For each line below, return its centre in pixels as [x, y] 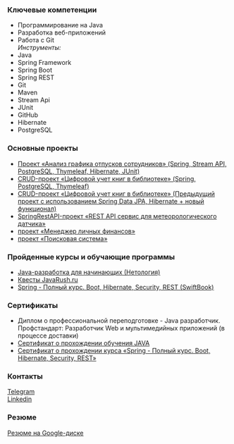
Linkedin [20, 399]
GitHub [28, 115]
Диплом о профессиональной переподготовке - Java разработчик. [119, 321]
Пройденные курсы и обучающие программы [91, 257]
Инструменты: [39, 48]
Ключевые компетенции [52, 10]
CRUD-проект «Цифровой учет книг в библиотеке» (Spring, [106, 178]
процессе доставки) [48, 335]
